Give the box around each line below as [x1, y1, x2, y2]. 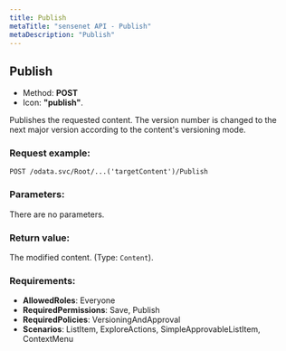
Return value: [9, 232, 71, 244]
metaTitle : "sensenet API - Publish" [9, 22, 152, 31]
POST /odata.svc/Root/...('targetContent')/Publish [9, 167, 208, 176]
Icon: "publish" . [22, 97, 83, 109]
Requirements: [9, 275, 76, 287]
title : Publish [9, 13, 67, 23]
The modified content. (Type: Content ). [9, 252, 154, 263]
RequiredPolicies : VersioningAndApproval [22, 314, 181, 326]
